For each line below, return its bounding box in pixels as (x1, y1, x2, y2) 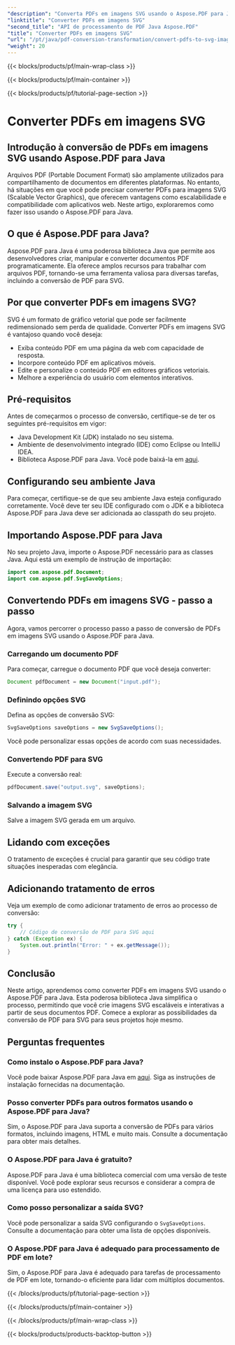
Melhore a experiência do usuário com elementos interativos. (17, 373, 194, 382)
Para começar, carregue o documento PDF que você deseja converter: (7, 665, 211, 673)
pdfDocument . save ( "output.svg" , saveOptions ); (7, 784, 145, 791)
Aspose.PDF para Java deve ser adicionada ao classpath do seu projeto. (7, 509, 217, 517)
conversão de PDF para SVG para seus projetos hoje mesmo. (7, 1016, 184, 1024)
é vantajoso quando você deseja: (7, 330, 103, 338)
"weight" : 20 (7, 43, 45, 50)
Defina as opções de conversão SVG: (7, 711, 115, 719)
